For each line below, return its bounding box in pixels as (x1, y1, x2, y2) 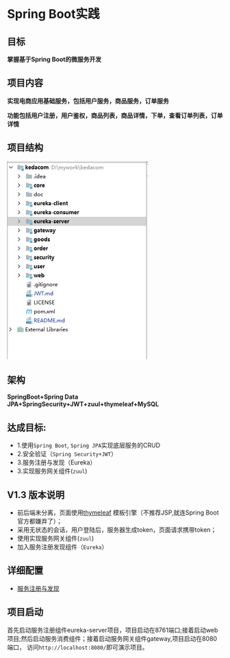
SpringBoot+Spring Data (7, 392, 79, 401)
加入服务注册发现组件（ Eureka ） (16, 543, 108, 551)
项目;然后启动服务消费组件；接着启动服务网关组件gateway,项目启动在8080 (7, 634, 218, 642)
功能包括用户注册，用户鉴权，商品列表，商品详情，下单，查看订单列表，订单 (7, 111, 223, 119)
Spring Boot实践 (7, 6, 100, 22)
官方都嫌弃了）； (16, 517, 63, 526)
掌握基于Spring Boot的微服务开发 (7, 56, 101, 63)
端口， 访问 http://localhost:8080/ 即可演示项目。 (7, 643, 149, 651)
